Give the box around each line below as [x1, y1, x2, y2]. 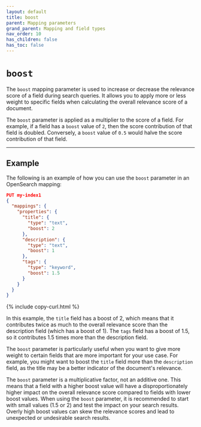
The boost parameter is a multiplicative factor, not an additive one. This [6, 376, 181, 383]
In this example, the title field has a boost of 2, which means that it [6, 315, 174, 322]
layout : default [6, 8, 47, 15]
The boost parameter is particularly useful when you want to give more [6, 346, 181, 353]
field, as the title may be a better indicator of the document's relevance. [6, 365, 182, 372]
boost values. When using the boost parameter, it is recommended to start [6, 395, 189, 402]
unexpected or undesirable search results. [6, 414, 111, 422]
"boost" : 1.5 [28, 270, 60, 276]
